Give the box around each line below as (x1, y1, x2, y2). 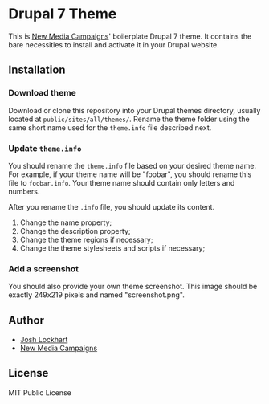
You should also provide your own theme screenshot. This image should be (8, 282, 258, 292)
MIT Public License (8, 387, 72, 398)
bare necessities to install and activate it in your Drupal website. (8, 39, 219, 49)
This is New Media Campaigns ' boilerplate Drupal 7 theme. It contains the (8, 31, 252, 41)
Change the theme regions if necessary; (19, 235, 153, 244)
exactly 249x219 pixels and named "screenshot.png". (8, 290, 185, 300)
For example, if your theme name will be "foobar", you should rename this (8, 169, 252, 179)
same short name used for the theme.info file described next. (8, 122, 212, 133)
